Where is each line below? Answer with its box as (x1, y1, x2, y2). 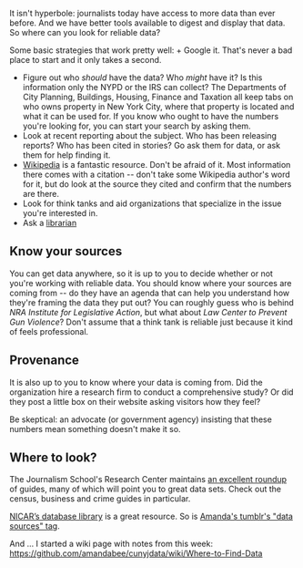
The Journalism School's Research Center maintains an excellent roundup (9, 474, 288, 485)
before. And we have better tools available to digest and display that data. (9, 17, 286, 28)
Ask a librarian (22, 218, 77, 228)
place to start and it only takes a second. (9, 55, 162, 65)
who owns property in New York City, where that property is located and (22, 101, 295, 112)
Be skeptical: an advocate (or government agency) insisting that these (9, 414, 273, 425)
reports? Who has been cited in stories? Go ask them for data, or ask (22, 140, 280, 150)
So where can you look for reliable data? (9, 27, 161, 37)
